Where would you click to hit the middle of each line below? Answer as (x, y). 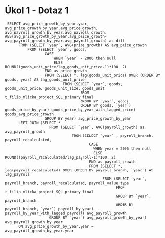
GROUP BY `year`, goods (105, 101)
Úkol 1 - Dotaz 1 (37, 11)
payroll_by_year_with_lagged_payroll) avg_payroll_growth (66, 213)
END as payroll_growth (112, 162)
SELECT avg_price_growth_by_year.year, (48, 24)
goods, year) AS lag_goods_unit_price (45, 80)
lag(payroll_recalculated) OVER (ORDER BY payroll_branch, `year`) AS (79, 170)
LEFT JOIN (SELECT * (39, 123)
